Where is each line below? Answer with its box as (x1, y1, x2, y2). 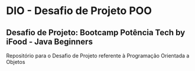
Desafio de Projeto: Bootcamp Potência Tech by (6, 28, 186, 38)
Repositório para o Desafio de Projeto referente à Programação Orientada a (6, 52, 190, 59)
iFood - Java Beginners (6, 36, 93, 46)
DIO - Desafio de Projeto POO (6, 4, 152, 18)
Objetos (6, 59, 25, 65)
